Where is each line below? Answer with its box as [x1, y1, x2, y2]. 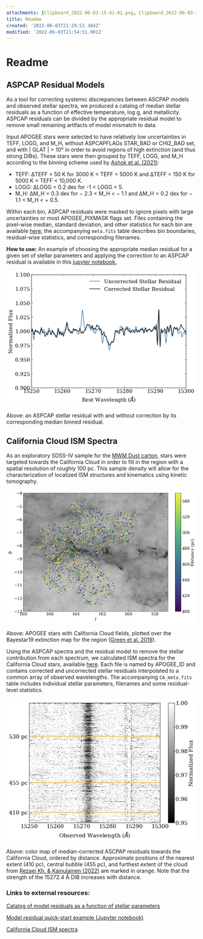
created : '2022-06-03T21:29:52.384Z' [6, 22, 101, 28]
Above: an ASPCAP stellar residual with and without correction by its [6, 412, 177, 419]
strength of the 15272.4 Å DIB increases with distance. [6, 874, 142, 881]
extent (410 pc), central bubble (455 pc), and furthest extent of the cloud [6, 861, 188, 868]
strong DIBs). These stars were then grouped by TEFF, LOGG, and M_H [6, 152, 183, 160]
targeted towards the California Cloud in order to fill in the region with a [6, 459, 183, 466]
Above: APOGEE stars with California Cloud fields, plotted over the [6, 630, 172, 637]
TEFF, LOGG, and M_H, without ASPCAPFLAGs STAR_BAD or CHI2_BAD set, [6, 140, 196, 147]
